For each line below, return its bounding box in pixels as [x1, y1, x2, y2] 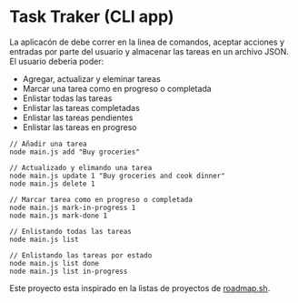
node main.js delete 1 [9, 179, 95, 188]
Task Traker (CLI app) [9, 6, 174, 27]
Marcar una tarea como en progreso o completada [22, 83, 212, 94]
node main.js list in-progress [9, 267, 128, 276]
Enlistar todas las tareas [22, 93, 113, 104]
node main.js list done [9, 258, 100, 268]
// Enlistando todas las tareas [9, 227, 132, 236]
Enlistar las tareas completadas [22, 102, 141, 113]
